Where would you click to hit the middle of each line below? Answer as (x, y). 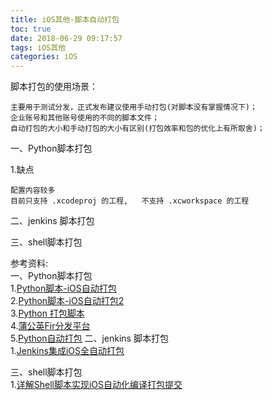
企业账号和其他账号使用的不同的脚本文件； (85, 118)
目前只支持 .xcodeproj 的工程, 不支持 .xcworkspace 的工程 (130, 201)
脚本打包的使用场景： (54, 87)
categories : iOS (44, 57)
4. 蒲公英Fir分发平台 (50, 326)
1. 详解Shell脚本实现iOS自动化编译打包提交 (96, 385)
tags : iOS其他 (38, 47)
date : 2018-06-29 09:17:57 (66, 38)
